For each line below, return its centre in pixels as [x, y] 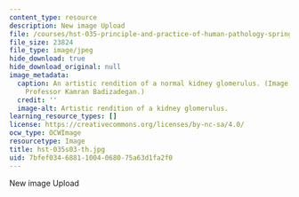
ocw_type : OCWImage [45, 133]
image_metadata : [39, 75]
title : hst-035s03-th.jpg [57, 149]
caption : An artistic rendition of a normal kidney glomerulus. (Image [153, 83]
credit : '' [37, 100]
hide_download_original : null [65, 67]
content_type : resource [53, 17]
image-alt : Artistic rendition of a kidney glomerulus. [123, 108]
